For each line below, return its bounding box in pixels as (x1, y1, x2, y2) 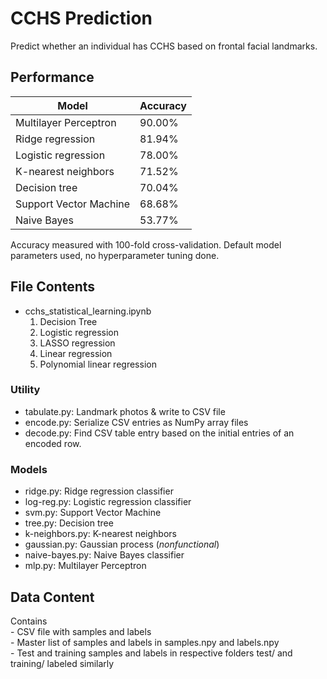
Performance (10, 69, 95, 86)
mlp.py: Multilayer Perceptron (24, 560, 147, 572)
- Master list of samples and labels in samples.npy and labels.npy (10, 636, 280, 648)
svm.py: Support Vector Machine (24, 507, 162, 519)
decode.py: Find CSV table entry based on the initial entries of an (24, 427, 295, 439)
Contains (10, 615, 48, 627)
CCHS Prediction (10, 7, 153, 30)
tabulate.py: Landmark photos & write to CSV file (24, 405, 226, 417)
